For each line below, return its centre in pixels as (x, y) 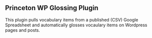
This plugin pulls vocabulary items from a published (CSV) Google (72, 19)
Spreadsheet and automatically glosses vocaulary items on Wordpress (76, 25)
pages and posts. (23, 30)
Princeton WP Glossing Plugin (52, 8)
